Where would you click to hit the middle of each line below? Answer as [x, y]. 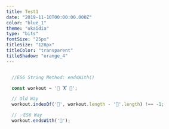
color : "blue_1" [26, 23]
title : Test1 [22, 12]
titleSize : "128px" [30, 45]
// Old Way [25, 99]
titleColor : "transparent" [40, 51]
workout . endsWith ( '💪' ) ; [41, 121]
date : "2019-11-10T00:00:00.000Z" [49, 17]
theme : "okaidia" [28, 28]
